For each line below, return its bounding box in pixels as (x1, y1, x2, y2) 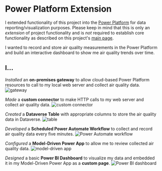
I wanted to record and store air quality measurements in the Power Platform (5, 44, 158, 50)
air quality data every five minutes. (5, 131, 74, 137)
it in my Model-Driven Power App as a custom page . (5, 160, 110, 166)
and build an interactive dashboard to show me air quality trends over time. (5, 50, 155, 56)
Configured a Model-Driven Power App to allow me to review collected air (5, 140, 154, 146)
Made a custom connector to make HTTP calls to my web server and (5, 96, 144, 102)
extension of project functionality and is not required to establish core (5, 30, 145, 36)
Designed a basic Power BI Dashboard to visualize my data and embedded (5, 155, 155, 161)
